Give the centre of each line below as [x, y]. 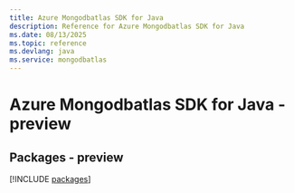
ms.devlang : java [42, 52]
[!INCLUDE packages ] [50, 179]
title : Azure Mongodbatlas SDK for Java [87, 18]
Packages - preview [66, 157]
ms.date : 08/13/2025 [48, 34]
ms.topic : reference [48, 43]
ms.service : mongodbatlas [58, 60]
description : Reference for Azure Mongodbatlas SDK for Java [127, 26]
